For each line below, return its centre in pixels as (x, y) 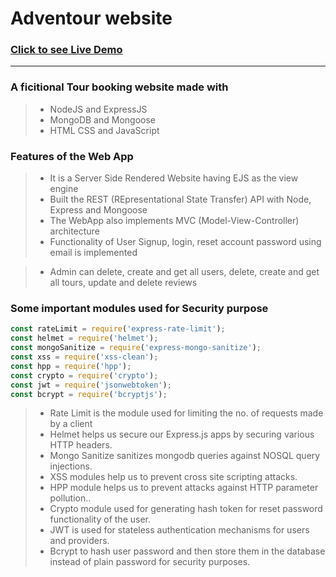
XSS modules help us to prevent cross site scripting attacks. (173, 477)
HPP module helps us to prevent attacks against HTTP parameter (184, 488)
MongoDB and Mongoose (102, 119)
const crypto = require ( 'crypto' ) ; (84, 375)
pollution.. (70, 498)
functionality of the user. (100, 519)
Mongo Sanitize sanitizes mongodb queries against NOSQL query (185, 456)
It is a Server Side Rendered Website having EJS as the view (174, 178)
